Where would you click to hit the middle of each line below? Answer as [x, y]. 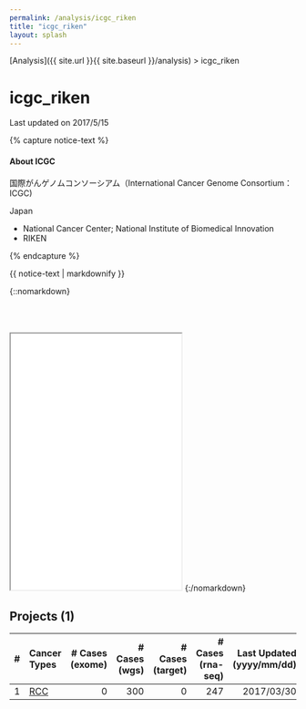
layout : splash [38, 35]
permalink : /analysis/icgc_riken [73, 18]
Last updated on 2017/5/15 [59, 123]
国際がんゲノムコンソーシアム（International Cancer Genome [124, 182]
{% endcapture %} [45, 255]
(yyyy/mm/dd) [265, 664]
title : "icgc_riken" [49, 26]
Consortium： [266, 182]
